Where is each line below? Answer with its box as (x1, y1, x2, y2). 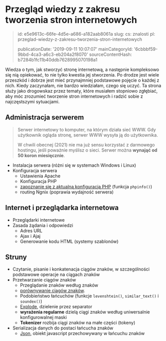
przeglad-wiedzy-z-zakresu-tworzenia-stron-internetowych (17, 36, 142, 42)
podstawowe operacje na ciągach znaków (12, 271, 100, 278)
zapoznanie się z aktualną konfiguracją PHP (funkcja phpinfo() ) (20, 183, 152, 189)
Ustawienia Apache (20, 173, 61, 179)
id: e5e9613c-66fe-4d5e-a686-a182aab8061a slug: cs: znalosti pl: (17, 31, 155, 37)
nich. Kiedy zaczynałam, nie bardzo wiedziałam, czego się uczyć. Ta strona (5, 82, 161, 89)
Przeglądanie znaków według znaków (20, 282, 99, 288)
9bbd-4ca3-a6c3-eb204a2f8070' (17, 51, 89, 57)
